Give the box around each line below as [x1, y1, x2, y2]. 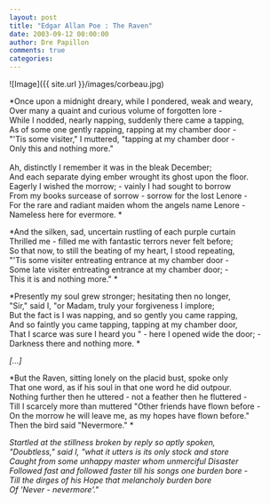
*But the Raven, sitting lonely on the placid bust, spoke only [9, 372, 229, 383]
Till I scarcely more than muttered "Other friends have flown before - [9, 401, 261, 412]
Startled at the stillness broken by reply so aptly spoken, [9, 437, 216, 447]
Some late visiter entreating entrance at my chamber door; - [9, 264, 229, 275]
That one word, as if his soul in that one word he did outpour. [9, 382, 233, 392]
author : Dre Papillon [9, 37, 90, 47]
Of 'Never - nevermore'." [9, 484, 99, 494]
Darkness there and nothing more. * [9, 339, 140, 348]
